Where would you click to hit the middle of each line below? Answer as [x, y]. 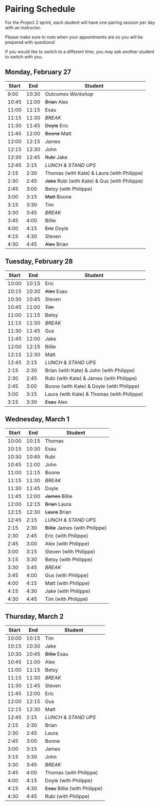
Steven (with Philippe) [70, 552]
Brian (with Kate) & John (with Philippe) [90, 370]
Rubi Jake [56, 157]
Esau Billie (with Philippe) [74, 788]
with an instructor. [23, 27]
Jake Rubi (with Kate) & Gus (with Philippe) [94, 181]
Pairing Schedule [40, 9]
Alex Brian [57, 244]
